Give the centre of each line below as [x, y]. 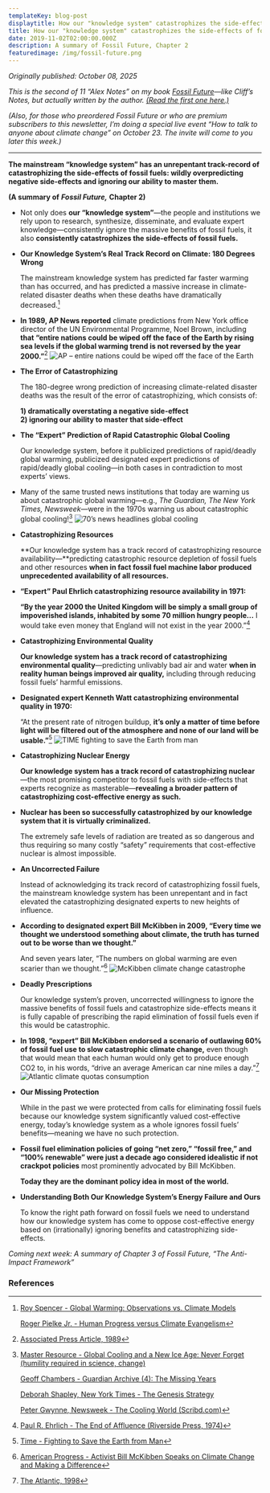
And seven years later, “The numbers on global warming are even [128, 959]
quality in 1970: [46, 706]
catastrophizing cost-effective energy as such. [100, 797]
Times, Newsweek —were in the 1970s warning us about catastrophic [134, 509]
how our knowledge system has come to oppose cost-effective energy [137, 1221]
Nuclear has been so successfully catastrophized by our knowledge [136, 812]
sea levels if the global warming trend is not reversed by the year [130, 346]
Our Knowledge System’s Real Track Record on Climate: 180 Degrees [137, 254]
